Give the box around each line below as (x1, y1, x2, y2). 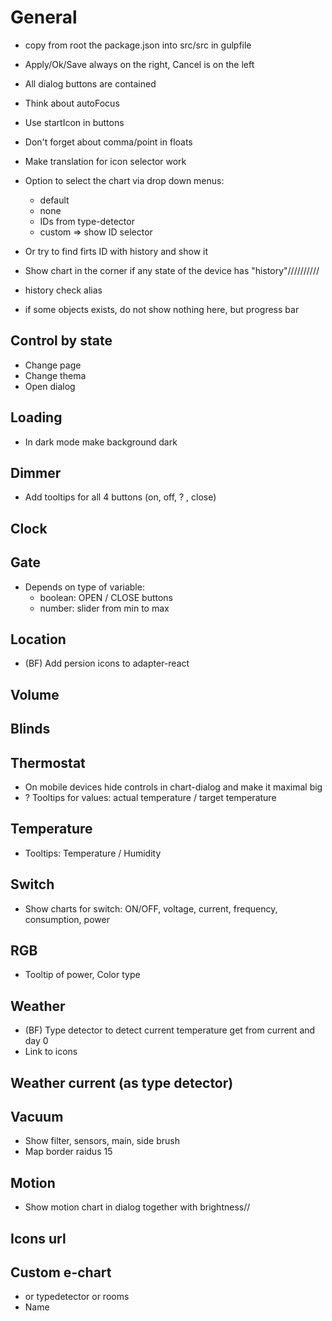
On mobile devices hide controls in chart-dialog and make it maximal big (24, 781, 323, 793)
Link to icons (24, 1046, 78, 1058)
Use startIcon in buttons (24, 116, 125, 128)
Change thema (24, 369, 87, 381)
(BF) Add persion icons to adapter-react (24, 657, 190, 670)
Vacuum (10, 1109, 64, 1126)
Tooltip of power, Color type (24, 969, 141, 981)
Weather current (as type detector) (10, 1074, 234, 1091)
